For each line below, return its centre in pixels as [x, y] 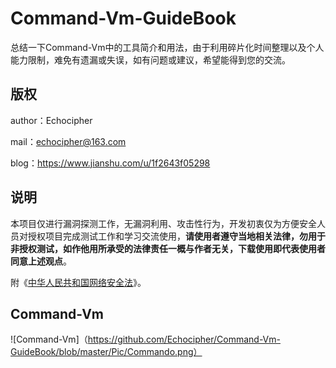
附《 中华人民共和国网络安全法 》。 [78, 282]
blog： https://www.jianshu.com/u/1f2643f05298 [110, 163]
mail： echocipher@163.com [68, 141]
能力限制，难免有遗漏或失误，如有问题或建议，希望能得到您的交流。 [150, 59]
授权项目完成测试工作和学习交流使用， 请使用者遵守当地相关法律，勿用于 [176, 236]
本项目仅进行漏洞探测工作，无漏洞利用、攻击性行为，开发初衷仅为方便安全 [163, 223]
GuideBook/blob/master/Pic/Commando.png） [106, 352]
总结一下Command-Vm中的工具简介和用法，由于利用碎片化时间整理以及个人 [167, 47]
